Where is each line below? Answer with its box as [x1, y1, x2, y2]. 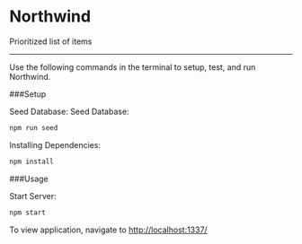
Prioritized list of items [9, 36, 93, 47]
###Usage [9, 173, 49, 184]
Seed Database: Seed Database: [9, 106, 129, 117]
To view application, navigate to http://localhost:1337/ [9, 224, 209, 235]
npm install [9, 157, 54, 166]
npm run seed [9, 123, 58, 132]
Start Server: [9, 190, 57, 201]
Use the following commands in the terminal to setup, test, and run [9, 61, 256, 73]
